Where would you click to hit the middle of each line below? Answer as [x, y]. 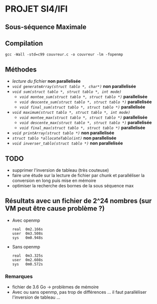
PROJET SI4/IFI [36, 9]
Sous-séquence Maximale [46, 27]
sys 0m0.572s [28, 264]
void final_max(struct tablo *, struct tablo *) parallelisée [82, 128]
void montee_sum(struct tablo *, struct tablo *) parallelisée [83, 97]
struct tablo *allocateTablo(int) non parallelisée [64, 138]
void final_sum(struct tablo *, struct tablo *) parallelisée [82, 107]
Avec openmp [26, 220]
